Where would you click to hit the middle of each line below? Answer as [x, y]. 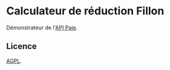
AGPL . [14, 60]
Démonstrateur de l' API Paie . [42, 28]
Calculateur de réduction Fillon [85, 11]
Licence [22, 46]
